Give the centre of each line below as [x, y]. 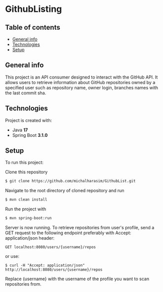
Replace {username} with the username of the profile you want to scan [77, 279]
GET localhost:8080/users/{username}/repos [51, 247]
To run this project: [24, 163]
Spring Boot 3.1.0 [30, 135]
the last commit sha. [26, 93]
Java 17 [20, 130]
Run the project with [26, 209]
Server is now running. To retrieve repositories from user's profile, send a [80, 228]
